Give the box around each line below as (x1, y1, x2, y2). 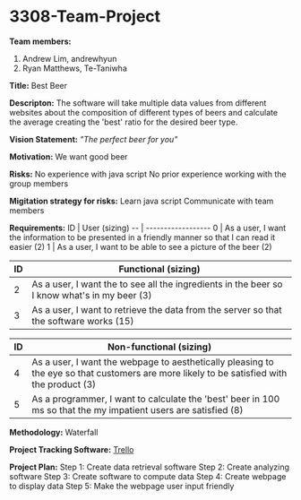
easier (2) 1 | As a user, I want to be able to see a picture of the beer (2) (9, 241, 272, 252)
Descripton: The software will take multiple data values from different (9, 97, 267, 108)
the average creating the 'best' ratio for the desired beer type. (9, 116, 238, 127)
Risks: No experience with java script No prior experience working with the (9, 168, 287, 179)
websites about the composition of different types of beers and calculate (9, 107, 279, 117)
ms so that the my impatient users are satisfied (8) (31, 403, 244, 416)
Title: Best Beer (9, 80, 68, 91)
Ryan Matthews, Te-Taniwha (21, 63, 127, 73)
